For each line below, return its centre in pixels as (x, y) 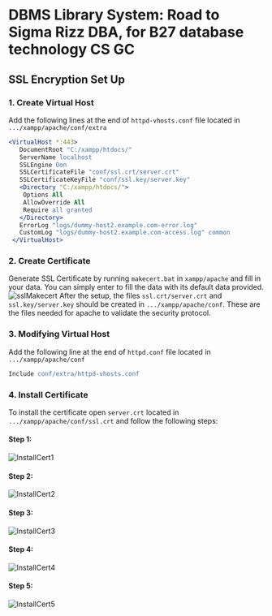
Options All (43, 195)
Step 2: (21, 476)
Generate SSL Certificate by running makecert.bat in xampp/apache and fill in (135, 278)
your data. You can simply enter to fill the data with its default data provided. (136, 287)
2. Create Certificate (50, 261)
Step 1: (20, 439)
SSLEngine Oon (43, 165)
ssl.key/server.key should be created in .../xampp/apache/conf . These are (134, 304)
